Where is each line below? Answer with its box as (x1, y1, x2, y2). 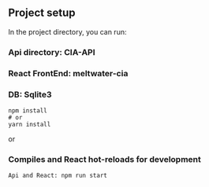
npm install (8, 106, 47, 115)
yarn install (8, 120, 51, 128)
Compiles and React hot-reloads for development (8, 153, 201, 164)
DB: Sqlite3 (8, 89, 53, 100)
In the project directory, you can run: (8, 27, 127, 36)
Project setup (8, 6, 77, 20)
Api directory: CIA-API (8, 46, 96, 57)
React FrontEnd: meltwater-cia (8, 68, 129, 79)
